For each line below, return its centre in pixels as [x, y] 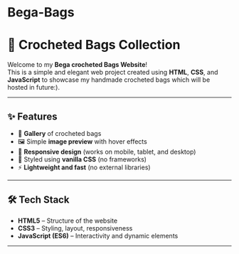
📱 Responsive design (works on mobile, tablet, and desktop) [107, 152]
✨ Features [32, 116]
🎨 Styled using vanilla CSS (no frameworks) [82, 159]
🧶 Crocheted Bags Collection [94, 45]
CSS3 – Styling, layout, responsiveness [75, 228]
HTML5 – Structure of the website [68, 221]
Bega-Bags [41, 12]
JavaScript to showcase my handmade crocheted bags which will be [109, 80]
